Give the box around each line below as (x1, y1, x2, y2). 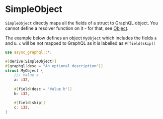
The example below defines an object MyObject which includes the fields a (5, 35, 157, 41)
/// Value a (14, 73, 39, 78)
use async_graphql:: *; (5, 50, 52, 55)
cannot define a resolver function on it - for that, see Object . (5, 25, 129, 31)
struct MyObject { (5, 68, 43, 73)
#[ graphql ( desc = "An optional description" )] (5, 63, 103, 68)
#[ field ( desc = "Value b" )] (14, 87, 72, 92)
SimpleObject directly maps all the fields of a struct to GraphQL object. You (5, 20, 158, 26)
